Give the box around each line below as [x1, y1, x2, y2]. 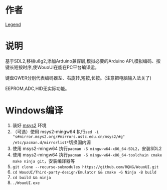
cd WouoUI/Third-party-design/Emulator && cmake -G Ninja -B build [12, 169, 156, 175]
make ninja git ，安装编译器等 [12, 158, 75, 164]
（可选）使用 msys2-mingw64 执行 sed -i [12, 128, 99, 134]
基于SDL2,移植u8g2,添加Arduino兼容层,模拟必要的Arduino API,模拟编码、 [5, 58, 156, 64]
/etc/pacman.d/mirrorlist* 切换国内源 [12, 139, 91, 145]
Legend [5, 21, 21, 27]
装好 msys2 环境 [12, 122, 47, 128]
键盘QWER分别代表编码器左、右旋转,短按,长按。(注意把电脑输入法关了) [5, 74, 152, 80]
